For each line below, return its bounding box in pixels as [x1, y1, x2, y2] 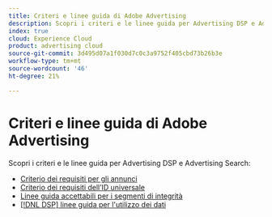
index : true [8, 27, 49, 35]
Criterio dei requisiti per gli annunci [19, 173, 138, 183]
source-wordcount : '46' [8, 65, 89, 73]
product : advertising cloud [8, 42, 104, 50]
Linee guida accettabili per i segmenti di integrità [19, 191, 184, 201]
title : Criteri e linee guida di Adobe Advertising [8, 11, 186, 20]
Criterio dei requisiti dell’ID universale [19, 182, 146, 192]
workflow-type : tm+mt [8, 57, 82, 66]
